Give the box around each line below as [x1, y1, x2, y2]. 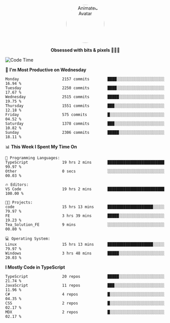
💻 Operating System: [5, 236, 51, 241]
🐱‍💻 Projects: [5, 200, 33, 205]
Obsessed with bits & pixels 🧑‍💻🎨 [50, 47, 120, 53]
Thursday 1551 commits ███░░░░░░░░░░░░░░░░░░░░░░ [5, 103, 165, 108]
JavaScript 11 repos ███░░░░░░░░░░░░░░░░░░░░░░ [5, 283, 165, 288]
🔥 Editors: [5, 182, 29, 187]
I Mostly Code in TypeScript [5, 264, 65, 270]
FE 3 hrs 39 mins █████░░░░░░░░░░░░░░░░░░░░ [5, 213, 165, 218]
